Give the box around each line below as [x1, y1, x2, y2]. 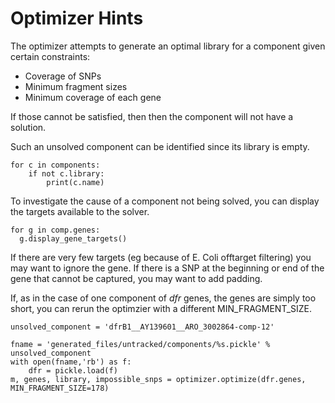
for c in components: [10, 160, 101, 170]
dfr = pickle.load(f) [28, 365, 118, 376]
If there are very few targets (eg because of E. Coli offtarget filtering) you [10, 251, 312, 263]
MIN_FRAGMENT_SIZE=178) [10, 383, 110, 393]
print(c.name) [46, 177, 105, 187]
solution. [10, 121, 47, 133]
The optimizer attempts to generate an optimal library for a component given [10, 40, 326, 52]
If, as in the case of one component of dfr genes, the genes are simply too [10, 292, 317, 304]
